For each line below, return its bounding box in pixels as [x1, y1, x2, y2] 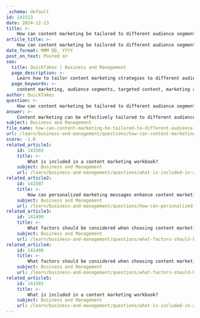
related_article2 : [6, 175, 52, 181]
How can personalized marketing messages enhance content [27, 192, 174, 197]
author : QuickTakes [6, 92, 55, 98]
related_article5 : [6, 275, 52, 281]
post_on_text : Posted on [6, 53, 68, 59]
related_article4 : [6, 242, 52, 248]
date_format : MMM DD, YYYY [6, 48, 73, 54]
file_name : [6, 125, 33, 131]
